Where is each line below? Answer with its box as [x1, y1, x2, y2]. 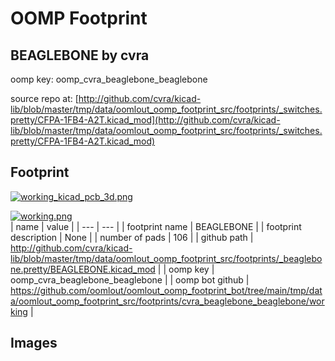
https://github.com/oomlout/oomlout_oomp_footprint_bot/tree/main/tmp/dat [10, 284, 323, 296]
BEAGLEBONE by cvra [10, 47, 150, 64]
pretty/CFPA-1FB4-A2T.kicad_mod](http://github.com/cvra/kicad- [10, 114, 281, 126]
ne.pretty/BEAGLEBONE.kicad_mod [10, 263, 156, 275]
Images [10, 335, 58, 352]
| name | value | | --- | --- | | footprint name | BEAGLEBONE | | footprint [10, 220, 302, 232]
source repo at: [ [10, 93, 79, 104]
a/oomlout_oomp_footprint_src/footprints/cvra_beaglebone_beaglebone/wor [10, 295, 325, 307]
